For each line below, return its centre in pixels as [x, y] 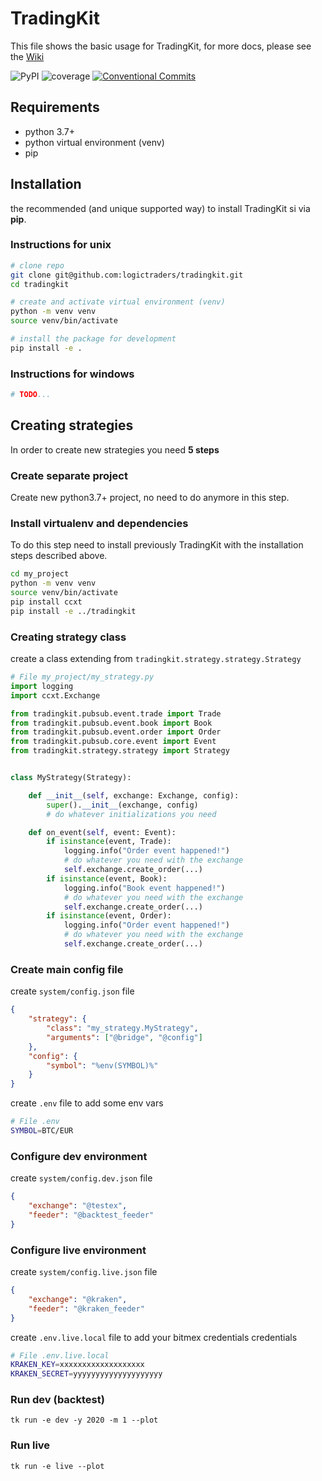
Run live [30, 1445]
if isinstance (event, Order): [109, 916]
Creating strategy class [68, 637]
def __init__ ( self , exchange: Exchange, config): [134, 795]
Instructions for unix [61, 245]
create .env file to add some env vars [87, 1103]
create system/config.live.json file [84, 1271]
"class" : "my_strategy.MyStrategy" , [122, 1028]
